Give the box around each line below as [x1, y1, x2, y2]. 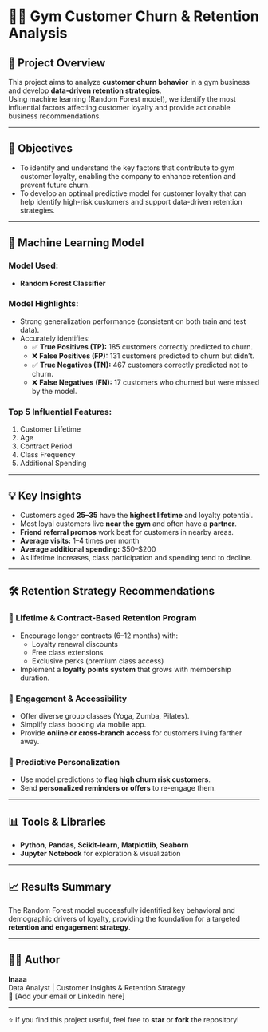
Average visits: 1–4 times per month [19, 536, 140, 545]
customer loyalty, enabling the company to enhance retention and [19, 171, 237, 181]
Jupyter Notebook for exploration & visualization [19, 849, 181, 858]
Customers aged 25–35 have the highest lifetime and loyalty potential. [19, 510, 254, 520]
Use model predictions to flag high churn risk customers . [19, 775, 211, 784]
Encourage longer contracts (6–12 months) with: [19, 631, 179, 640]
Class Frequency [19, 450, 76, 460]
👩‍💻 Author [8, 953, 61, 966]
